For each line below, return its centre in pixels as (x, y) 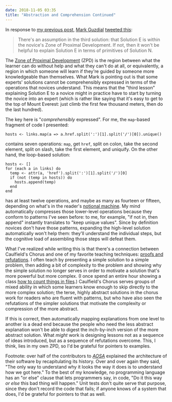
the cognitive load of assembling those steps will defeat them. (71, 239)
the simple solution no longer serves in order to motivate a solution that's (83, 271)
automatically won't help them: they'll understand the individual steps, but (83, 233)
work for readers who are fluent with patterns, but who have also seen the (84, 298)
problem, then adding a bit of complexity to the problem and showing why (83, 265)
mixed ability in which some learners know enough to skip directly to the (82, 287)
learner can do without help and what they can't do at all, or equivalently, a (84, 66)
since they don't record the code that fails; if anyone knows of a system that (86, 389)
